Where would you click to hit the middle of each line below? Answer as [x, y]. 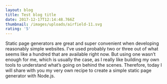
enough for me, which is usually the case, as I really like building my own [82, 60]
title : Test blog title [31, 15]
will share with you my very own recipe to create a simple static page [78, 71]
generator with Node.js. [30, 76]
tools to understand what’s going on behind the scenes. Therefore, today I [83, 65]
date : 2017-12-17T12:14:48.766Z [40, 19]
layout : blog [19, 10]
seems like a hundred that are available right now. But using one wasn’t [80, 54]
